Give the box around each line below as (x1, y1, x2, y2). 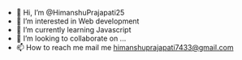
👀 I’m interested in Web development (15, 16, 140, 26)
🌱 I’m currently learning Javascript (15, 25, 132, 34)
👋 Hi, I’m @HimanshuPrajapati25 (15, 8, 125, 17)
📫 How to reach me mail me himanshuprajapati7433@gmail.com (15, 43, 234, 52)
